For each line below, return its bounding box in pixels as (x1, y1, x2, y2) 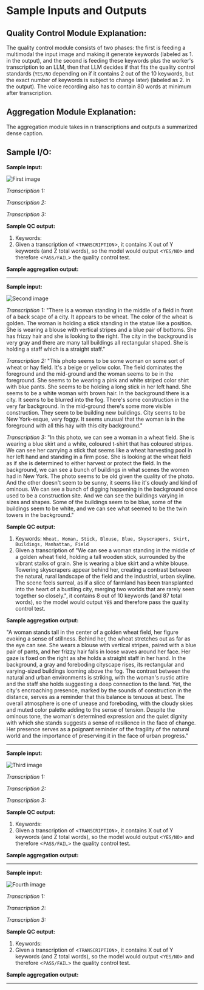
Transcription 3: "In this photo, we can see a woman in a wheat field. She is (6, 434, 195, 441)
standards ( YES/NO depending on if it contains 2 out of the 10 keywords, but (6, 70, 194, 77)
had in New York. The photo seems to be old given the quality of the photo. (6, 472, 194, 480)
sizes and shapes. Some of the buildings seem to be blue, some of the (6, 498, 182, 505)
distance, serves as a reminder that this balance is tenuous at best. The (6, 693, 185, 700)
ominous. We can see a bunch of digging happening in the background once (6, 485, 198, 493)
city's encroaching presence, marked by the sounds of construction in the (6, 686, 192, 694)
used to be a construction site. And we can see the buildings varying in (6, 491, 184, 499)
